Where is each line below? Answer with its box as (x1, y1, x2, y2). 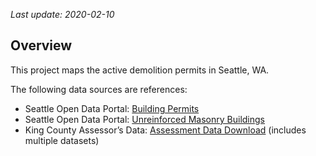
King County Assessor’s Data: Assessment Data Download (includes (24, 124, 307, 136)
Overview (10, 37, 73, 54)
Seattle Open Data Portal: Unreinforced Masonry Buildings (24, 113, 265, 125)
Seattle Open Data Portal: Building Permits (24, 102, 200, 114)
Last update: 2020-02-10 (10, 9, 115, 20)
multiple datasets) (24, 134, 100, 146)
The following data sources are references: (10, 83, 188, 95)
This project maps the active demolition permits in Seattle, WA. (10, 64, 270, 76)
